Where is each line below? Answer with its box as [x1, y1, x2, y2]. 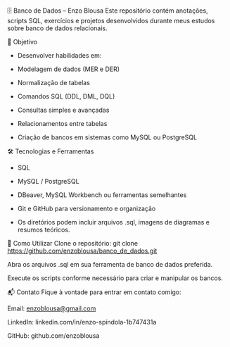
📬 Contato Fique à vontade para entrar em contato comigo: [7, 288, 181, 296]
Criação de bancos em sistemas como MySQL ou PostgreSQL [17, 133, 198, 141]
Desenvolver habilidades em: [17, 51, 102, 59]
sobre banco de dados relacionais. [7, 24, 108, 32]
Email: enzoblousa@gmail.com [7, 304, 96, 313]
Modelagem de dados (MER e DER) [17, 65, 120, 73]
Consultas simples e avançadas [17, 106, 110, 114]
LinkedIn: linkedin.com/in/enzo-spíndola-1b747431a [7, 318, 157, 326]
